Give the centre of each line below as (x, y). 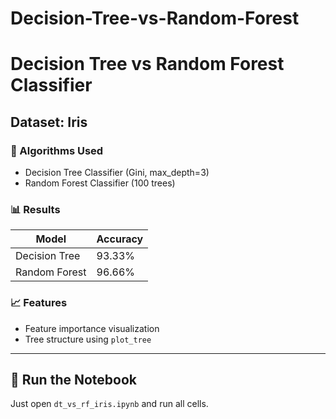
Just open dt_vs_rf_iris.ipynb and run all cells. (109, 404)
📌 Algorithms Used (57, 150)
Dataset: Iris (49, 122)
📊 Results (35, 209)
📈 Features (39, 303)
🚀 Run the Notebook (74, 380)
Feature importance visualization (92, 328)
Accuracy (120, 239)
